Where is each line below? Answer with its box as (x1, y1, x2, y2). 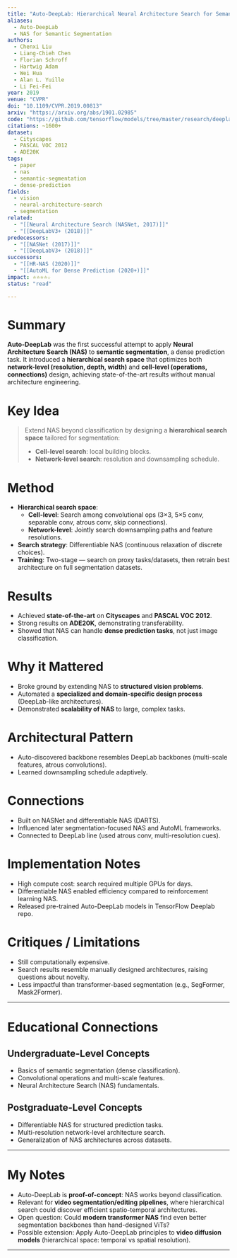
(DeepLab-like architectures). (17, 697, 104, 706)
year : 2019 (7, 89, 39, 96)
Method (7, 479, 54, 496)
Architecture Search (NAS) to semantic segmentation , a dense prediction (7, 348, 226, 356)
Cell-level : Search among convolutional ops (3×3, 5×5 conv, (28, 510, 205, 519)
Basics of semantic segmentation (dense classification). (17, 1066, 181, 1075)
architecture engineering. (7, 378, 81, 387)
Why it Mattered (7, 659, 104, 675)
